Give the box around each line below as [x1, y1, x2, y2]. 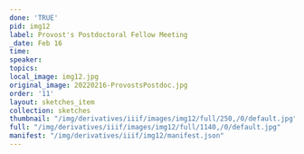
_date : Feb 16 [9, 38, 63, 48]
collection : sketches [9, 106, 91, 115]
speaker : [9, 55, 43, 64]
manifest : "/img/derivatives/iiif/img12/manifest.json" [9, 131, 224, 140]
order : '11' [9, 89, 54, 98]
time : [9, 47, 30, 56]
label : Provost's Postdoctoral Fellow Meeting [9, 30, 188, 39]
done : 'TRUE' [9, 13, 59, 23]
